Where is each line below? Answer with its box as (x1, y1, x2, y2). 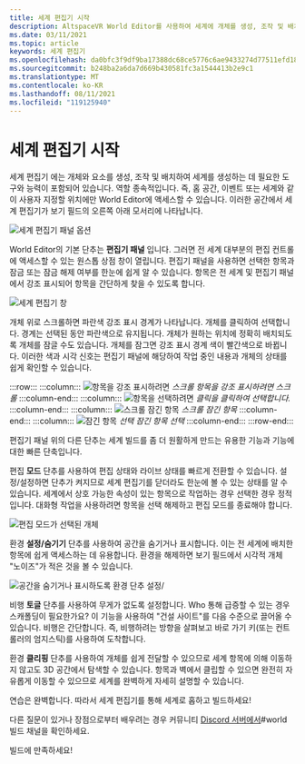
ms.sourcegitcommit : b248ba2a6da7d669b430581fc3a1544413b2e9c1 (9, 64, 254, 74)
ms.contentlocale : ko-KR (9, 81, 103, 90)
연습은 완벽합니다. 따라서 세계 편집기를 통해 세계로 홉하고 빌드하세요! (9, 695, 251, 706)
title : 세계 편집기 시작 (9, 13, 91, 23)
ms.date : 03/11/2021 (9, 30, 88, 39)
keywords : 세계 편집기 (9, 47, 86, 56)
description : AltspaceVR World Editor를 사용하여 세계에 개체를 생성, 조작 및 (9, 22, 284, 31)
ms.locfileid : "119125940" (9, 97, 112, 107)
